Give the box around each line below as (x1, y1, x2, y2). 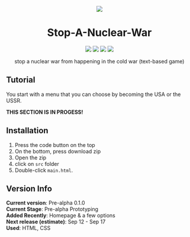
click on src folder (14, 160, 59, 167)
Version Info (6, 184, 52, 194)
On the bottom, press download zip (14, 148, 101, 155)
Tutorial (6, 75, 36, 85)
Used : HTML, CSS (6, 225, 51, 232)
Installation (6, 126, 49, 136)
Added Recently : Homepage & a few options (6, 212, 115, 219)
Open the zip (14, 154, 47, 161)
